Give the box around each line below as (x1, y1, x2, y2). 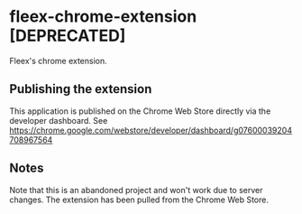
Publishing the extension (9, 81, 152, 97)
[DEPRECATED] (9, 25, 126, 46)
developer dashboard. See (9, 115, 108, 126)
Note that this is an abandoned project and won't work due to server (9, 184, 263, 195)
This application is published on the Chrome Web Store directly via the (9, 106, 271, 116)
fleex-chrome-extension (9, 6, 197, 27)
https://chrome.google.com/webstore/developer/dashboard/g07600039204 (9, 125, 293, 135)
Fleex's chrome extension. (9, 55, 108, 66)
